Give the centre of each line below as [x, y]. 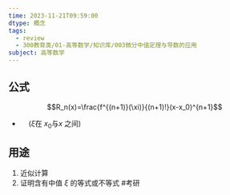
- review [30, 38]
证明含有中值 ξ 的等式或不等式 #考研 [80, 183]
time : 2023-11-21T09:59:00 [53, 16]
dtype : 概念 [27, 23]
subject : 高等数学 [37, 53]
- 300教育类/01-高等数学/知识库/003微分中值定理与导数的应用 [107, 46]
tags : [17, 30]
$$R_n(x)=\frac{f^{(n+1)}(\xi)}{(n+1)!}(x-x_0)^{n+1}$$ [135, 107]
